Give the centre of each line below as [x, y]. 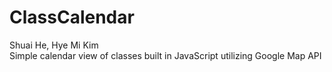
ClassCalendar [72, 17]
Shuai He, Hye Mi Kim [54, 45]
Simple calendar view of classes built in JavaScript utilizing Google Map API [165, 55]
